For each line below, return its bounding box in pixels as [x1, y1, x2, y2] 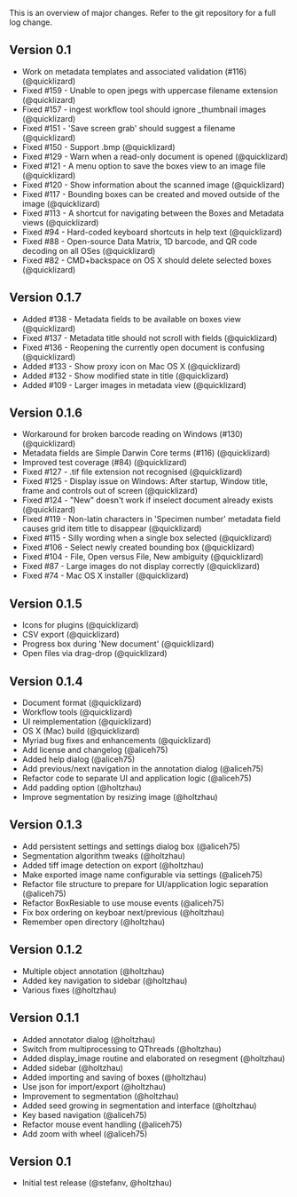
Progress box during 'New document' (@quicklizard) [21, 638, 215, 649]
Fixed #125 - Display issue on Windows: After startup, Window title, [21, 476, 269, 487]
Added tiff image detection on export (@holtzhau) [21, 860, 204, 870]
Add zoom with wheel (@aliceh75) [21, 1128, 148, 1139]
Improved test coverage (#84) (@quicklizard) [21, 457, 188, 468]
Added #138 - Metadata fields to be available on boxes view [21, 313, 241, 324]
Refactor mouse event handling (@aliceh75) [21, 1119, 183, 1130]
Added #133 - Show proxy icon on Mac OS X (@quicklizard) [21, 361, 241, 371]
